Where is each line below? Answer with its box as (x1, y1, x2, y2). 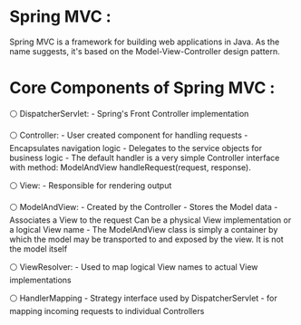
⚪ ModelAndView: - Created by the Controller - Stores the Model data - (9, 201, 278, 212)
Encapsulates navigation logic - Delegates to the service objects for (9, 142, 263, 153)
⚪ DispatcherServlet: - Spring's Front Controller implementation (9, 108, 249, 119)
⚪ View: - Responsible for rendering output (9, 179, 172, 191)
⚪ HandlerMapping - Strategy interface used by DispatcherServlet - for (9, 292, 278, 303)
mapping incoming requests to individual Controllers (9, 305, 205, 316)
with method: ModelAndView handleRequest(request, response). (9, 161, 251, 173)
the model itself (9, 243, 68, 254)
